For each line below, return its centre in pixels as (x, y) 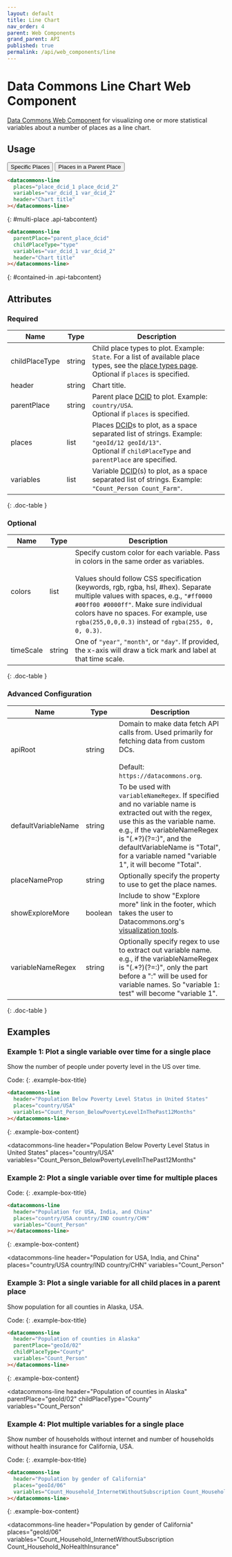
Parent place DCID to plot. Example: (150, 396)
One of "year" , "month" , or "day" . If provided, (147, 642)
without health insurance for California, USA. (71, 1446)
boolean (99, 913)
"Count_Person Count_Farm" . (137, 488)
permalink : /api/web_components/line (61, 53)
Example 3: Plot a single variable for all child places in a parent (114, 1283)
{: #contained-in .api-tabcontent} (54, 277)
